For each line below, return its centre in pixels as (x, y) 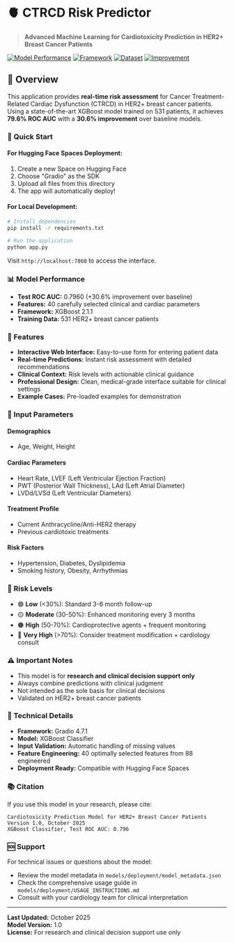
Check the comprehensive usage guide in (77, 883)
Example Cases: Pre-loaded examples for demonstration (99, 396)
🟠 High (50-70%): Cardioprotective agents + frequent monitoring (111, 625)
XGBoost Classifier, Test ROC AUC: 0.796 (68, 829)
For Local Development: (42, 207)
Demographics (29, 431)
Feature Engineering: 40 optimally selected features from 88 (105, 753)
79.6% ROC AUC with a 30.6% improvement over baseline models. (105, 118)
